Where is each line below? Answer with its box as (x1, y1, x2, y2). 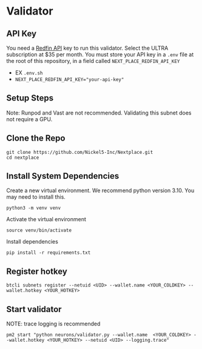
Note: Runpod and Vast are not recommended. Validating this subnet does (6, 109, 192, 116)
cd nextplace (6, 155, 39, 161)
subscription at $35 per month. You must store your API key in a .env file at (6, 51, 194, 58)
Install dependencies (6, 238, 59, 245)
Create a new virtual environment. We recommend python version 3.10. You (6, 187, 195, 194)
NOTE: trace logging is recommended (6, 320, 101, 328)
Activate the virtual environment (6, 216, 87, 223)
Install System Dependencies (6, 171, 120, 181)
